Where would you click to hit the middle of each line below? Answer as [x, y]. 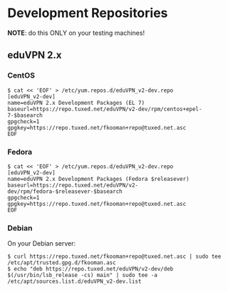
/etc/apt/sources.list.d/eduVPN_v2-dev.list [74, 282]
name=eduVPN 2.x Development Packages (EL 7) [76, 103]
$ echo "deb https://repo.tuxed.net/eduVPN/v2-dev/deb [90, 269]
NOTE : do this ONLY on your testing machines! [76, 33]
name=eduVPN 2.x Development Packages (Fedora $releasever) [99, 179]
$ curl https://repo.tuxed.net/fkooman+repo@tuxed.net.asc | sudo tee [114, 257]
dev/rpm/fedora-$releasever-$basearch [65, 191]
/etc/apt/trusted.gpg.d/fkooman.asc [62, 263]
